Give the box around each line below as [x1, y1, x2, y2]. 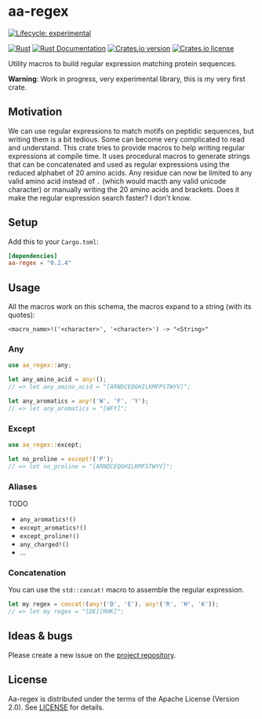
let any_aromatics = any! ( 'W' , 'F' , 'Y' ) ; [8, 397, 149, 405]
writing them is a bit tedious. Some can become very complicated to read [8, 135, 245, 144]
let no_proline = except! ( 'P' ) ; [8, 455, 114, 463]
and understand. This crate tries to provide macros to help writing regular [8, 142, 246, 152]
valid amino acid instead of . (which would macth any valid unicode [8, 176, 227, 186]
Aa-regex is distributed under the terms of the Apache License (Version [8, 694, 239, 703]
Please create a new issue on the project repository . [8, 650, 176, 659]
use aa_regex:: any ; [8, 361, 72, 370]
